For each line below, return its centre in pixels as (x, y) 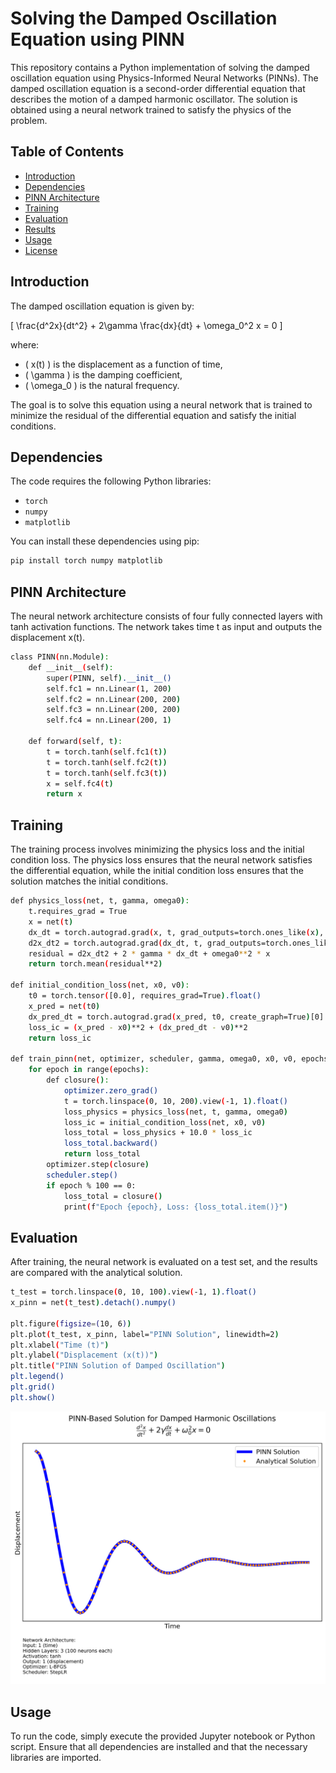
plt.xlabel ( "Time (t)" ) (60, 1345)
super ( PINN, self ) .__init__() (109, 678)
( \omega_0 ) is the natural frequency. (102, 385)
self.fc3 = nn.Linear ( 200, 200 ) (114, 710)
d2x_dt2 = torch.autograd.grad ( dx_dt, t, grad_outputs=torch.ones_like (180, 943)
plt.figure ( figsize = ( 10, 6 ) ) (71, 1323)
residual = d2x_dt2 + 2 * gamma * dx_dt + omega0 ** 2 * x (149, 953)
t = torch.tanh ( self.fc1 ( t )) (107, 752)
